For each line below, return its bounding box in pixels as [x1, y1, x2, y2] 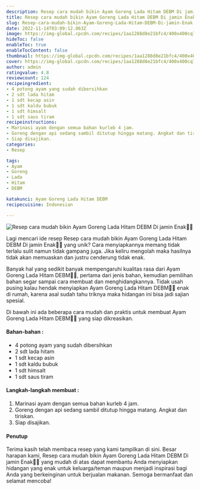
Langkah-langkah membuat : [6, 387, 79, 394]
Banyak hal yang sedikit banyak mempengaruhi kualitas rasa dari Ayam [6, 265, 180, 272]
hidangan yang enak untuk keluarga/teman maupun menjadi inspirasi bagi [6, 465, 187, 472]
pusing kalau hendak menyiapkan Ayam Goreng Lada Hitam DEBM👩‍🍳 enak [6, 284, 189, 291]
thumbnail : [6, 53, 33, 59]
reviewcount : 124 [6, 75, 49, 81]
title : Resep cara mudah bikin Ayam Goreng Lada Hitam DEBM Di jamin [6, 14, 183, 20]
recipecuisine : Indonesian [6, 202, 73, 208]
